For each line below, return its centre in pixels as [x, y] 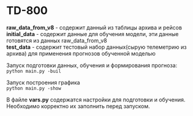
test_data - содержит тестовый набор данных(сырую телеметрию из [96, 47]
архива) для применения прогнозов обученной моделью [81, 53]
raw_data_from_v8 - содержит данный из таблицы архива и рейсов [94, 27]
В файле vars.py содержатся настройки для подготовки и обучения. [96, 100]
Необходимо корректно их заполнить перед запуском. [78, 106]
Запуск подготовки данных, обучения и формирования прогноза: [92, 65]
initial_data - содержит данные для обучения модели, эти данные [93, 34]
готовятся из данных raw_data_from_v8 [57, 40]
